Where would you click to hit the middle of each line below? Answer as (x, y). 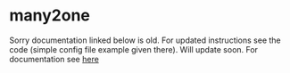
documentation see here (54, 59)
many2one (50, 16)
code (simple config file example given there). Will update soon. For (134, 49)
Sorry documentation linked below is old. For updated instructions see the (145, 40)
